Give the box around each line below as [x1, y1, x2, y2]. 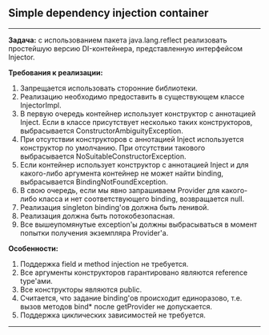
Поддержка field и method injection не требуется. [19, 259, 189, 268]
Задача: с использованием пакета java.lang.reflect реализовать [8, 35, 227, 45]
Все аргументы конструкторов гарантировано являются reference [19, 268, 248, 277]
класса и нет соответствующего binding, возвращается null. [38, 194, 245, 204]
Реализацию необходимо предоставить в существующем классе [19, 91, 245, 101]
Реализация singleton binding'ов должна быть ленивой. [19, 202, 210, 212]
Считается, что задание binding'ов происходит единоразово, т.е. [19, 293, 243, 303]
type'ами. [19, 276, 54, 285]
